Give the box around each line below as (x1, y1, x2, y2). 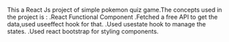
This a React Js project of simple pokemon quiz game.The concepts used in (7, 6, 222, 14)
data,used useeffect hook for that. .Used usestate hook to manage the (7, 20, 206, 28)
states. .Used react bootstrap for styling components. (7, 27, 159, 35)
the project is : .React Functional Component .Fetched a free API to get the (7, 13, 218, 21)
